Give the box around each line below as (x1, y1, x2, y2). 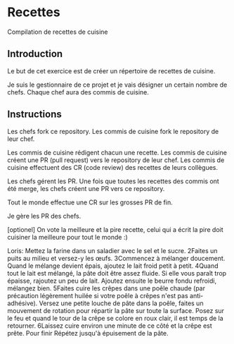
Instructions (7, 109, 62, 121)
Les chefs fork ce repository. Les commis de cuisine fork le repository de (7, 127, 219, 135)
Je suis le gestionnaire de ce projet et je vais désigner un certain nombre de (7, 80, 228, 89)
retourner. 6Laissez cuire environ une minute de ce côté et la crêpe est (7, 321, 212, 330)
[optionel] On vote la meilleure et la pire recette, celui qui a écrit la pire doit (7, 225, 223, 233)
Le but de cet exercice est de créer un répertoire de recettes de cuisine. (7, 66, 216, 75)
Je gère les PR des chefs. (7, 211, 82, 220)
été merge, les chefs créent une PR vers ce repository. (7, 184, 165, 192)
